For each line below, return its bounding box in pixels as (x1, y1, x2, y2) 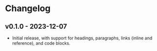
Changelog (5, 3, 51, 14)
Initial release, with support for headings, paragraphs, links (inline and (12, 35, 153, 41)
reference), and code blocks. (12, 40, 71, 46)
